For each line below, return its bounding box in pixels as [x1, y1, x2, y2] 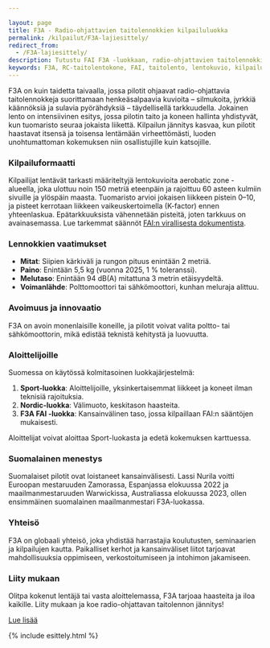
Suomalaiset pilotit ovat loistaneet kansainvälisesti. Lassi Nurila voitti [8, 472, 235, 481]
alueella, [8, 184, 36, 194]
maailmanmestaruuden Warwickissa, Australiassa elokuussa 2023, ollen [8, 489, 247, 498]
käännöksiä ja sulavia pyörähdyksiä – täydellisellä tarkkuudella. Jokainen [8, 102, 249, 113]
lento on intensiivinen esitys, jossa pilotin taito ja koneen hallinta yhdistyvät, [8, 111, 259, 121]
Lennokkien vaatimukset [8, 238, 107, 250]
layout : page [8, 19, 52, 27]
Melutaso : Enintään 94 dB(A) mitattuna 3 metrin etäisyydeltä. [19, 274, 223, 283]
